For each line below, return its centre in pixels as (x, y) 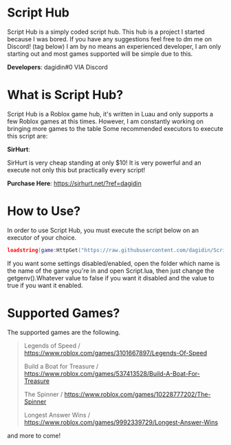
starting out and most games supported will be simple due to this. (100, 54)
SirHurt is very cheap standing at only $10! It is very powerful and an (104, 163)
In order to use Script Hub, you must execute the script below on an (103, 230)
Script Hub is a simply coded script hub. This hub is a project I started (106, 32)
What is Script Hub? (65, 95)
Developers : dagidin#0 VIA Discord (57, 67)
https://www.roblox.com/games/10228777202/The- (137, 394)
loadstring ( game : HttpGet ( (44, 250)
